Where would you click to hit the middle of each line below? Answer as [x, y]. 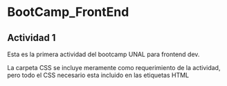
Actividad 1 [31, 38]
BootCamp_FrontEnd [68, 12]
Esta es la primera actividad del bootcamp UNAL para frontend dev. [103, 54]
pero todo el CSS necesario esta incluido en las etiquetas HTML [98, 75]
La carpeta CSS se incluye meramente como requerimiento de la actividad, [114, 68]
